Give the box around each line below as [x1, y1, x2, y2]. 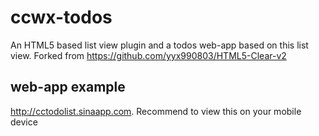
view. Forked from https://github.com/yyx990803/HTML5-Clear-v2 [10, 49, 287, 61]
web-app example [10, 79, 126, 96]
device [10, 116, 38, 128]
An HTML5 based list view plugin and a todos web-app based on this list [10, 39, 309, 51]
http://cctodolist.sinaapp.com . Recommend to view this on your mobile [10, 105, 302, 117]
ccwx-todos [10, 6, 113, 29]
